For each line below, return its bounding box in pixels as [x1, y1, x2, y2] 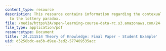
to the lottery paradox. [9, 16, 61, 21]
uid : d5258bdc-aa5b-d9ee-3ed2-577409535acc [5, 39, 96, 44]
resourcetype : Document [5, 30, 54, 34]
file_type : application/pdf [5, 25, 63, 30]
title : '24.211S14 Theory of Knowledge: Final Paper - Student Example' [5, 34, 158, 39]
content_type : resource [5, 7, 54, 12]
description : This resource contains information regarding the [5, 12, 140, 17]
